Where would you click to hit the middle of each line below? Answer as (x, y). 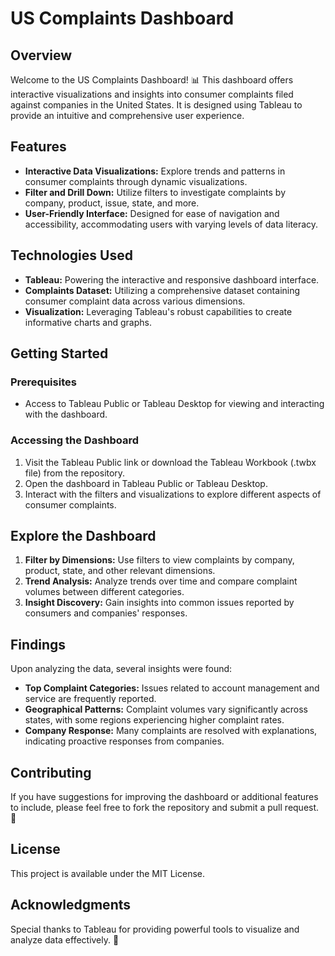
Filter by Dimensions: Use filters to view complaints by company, (159, 560)
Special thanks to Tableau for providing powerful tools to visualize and (155, 929)
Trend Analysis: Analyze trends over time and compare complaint (161, 581)
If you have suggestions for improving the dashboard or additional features (164, 797)
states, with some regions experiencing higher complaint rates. (154, 720)
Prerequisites (43, 382)
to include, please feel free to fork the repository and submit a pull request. (165, 808)
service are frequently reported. (90, 699)
